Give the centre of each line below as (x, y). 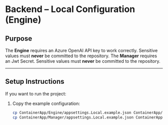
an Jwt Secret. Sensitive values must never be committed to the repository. (83, 61)
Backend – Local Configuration (70, 9)
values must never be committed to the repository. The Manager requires (81, 56)
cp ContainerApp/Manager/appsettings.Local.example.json (73, 117)
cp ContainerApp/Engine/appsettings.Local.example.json (72, 112)
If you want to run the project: (36, 93)
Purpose (19, 38)
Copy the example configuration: (46, 103)
